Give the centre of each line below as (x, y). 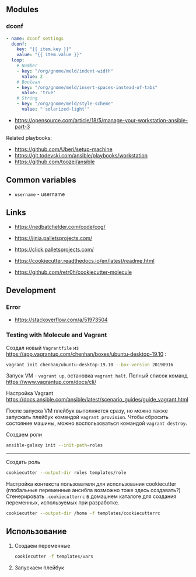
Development (31, 290)
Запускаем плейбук (39, 568)
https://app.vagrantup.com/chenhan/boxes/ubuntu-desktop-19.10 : (86, 354)
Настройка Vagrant (30, 393)
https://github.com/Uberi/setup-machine (63, 149)
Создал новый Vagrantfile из (42, 348)
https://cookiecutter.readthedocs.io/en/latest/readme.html (84, 260)
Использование (36, 532)
